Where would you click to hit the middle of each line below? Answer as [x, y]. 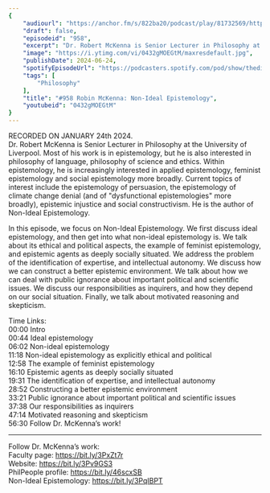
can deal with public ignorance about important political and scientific [124, 279]
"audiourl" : [43, 23]
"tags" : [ [39, 76]
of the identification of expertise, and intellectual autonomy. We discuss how [135, 263]
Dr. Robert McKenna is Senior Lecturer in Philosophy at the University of [128, 144]
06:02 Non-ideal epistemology [59, 346]
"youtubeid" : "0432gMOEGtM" [70, 105]
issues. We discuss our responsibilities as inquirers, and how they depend [131, 288]
